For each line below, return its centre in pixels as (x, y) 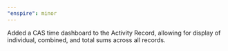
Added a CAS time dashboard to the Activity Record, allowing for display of (114, 33)
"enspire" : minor (32, 13)
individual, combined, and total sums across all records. (86, 40)
